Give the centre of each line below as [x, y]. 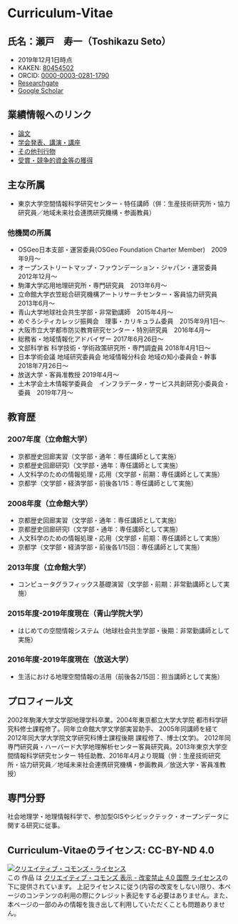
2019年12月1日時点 [45, 60]
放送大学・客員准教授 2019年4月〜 [68, 374]
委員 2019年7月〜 [45, 392]
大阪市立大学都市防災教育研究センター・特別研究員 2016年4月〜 [114, 329]
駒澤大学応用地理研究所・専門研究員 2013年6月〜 [92, 285]
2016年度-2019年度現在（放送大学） [70, 660]
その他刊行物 [36, 151]
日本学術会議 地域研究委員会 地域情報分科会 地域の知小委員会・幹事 [117, 357]
